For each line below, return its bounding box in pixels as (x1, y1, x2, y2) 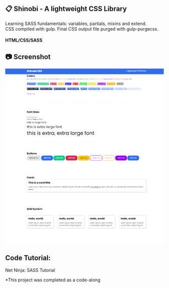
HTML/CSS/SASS (5, 37, 43, 43)
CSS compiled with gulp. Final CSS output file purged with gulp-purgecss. (5, 26, 158, 32)
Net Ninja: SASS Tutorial (5, 267, 55, 273)
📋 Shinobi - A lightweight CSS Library (5, 5, 127, 13)
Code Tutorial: (5, 254, 51, 262)
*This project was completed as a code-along (5, 276, 101, 283)
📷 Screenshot (5, 52, 51, 61)
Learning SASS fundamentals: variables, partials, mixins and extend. (5, 20, 147, 27)
